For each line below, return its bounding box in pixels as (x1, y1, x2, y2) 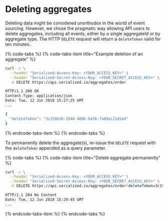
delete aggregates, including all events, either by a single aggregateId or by (5, 30, 161, 36)
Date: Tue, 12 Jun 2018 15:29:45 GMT (5, 197, 84, 202)
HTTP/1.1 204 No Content (5, 193, 57, 198)
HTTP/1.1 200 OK (5, 89, 39, 94)
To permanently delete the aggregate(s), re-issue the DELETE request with (5, 140, 156, 146)
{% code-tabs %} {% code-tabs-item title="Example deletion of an (5, 51, 143, 57)
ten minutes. (5, 41, 31, 47)
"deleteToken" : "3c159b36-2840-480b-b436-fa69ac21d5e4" (9, 116, 128, 121)
